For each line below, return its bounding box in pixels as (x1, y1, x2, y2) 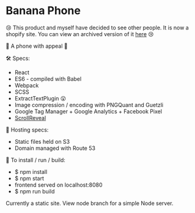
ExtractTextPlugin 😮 (14, 94, 67, 102)
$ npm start (14, 174, 44, 182)
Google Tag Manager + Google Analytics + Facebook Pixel (14, 108, 163, 115)
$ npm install (14, 168, 48, 175)
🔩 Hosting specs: (6, 126, 49, 133)
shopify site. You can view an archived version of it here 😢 (6, 30, 154, 37)
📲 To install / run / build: (6, 156, 65, 163)
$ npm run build (14, 187, 55, 195)
